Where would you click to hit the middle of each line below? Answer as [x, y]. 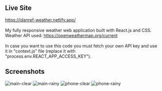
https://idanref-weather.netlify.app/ [40, 20]
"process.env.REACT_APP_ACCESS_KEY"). [48, 56]
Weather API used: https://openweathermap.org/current [61, 35]
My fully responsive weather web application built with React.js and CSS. [78, 30]
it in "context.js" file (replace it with [40, 51]
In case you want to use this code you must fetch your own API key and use [81, 45]
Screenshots [25, 72]
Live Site [18, 8]
